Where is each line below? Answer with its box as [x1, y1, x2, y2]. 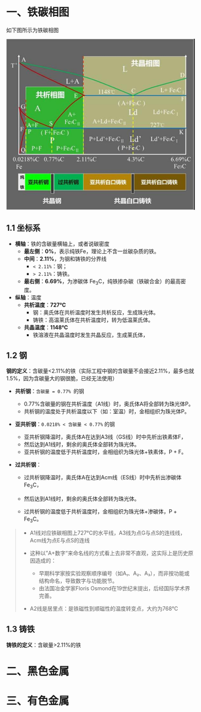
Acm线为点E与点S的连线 [29, 537, 90, 544]
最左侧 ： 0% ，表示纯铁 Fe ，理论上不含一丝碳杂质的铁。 [23, 247, 160, 255]
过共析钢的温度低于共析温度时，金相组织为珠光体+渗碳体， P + [23, 508, 178, 515]
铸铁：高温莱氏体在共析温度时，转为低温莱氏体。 [32, 316, 154, 323]
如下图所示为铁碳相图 [6, 26, 59, 34]
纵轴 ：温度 [14, 293, 42, 301]
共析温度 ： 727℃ [23, 301, 66, 308]
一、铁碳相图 [6, 5, 70, 19]
